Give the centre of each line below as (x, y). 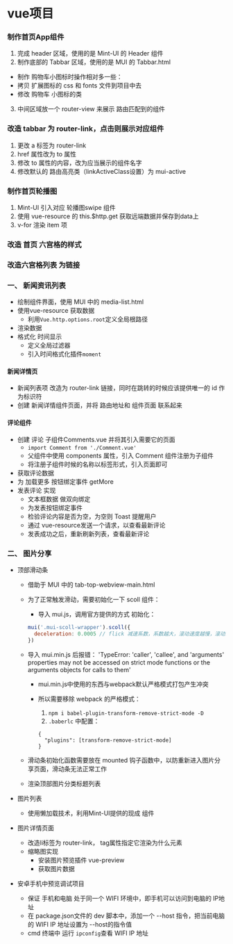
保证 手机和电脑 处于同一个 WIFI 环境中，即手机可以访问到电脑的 (119, 898)
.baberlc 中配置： (74, 721)
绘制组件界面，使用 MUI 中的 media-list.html (80, 302)
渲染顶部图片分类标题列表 (64, 783)
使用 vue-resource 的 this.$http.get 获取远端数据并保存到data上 (108, 216)
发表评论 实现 (36, 490)
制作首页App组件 (36, 37)
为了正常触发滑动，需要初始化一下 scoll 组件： (94, 599)
